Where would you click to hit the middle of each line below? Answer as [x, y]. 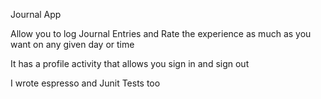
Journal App [36, 14]
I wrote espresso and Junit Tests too [85, 83]
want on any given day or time [72, 44]
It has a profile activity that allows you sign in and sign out [130, 63]
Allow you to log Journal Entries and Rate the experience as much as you [161, 33]
